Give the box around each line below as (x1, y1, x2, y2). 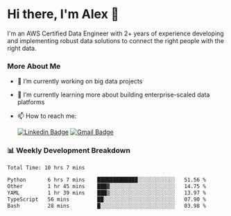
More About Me (7, 61, 61, 71)
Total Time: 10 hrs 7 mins (7, 164, 85, 171)
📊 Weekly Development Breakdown (7, 146, 130, 156)
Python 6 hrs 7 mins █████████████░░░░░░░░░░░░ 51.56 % (7, 176, 207, 183)
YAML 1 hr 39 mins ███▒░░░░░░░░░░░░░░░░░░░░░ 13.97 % (7, 190, 207, 197)
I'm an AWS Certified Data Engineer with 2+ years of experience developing (7, 29, 224, 38)
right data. (7, 44, 37, 52)
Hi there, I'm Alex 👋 (7, 6, 119, 22)
